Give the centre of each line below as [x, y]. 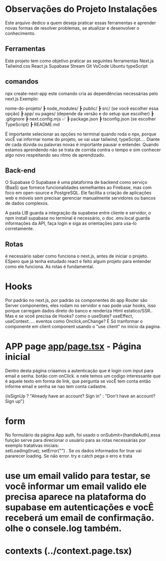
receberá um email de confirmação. [80, 518]
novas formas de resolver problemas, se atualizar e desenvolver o [72, 28]
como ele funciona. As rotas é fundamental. [50, 267]
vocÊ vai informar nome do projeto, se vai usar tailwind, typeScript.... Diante [83, 139]
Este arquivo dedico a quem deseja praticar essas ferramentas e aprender [81, 23]
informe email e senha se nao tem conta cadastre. [56, 387]
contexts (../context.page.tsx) [69, 551]
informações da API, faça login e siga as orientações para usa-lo [71, 223]
